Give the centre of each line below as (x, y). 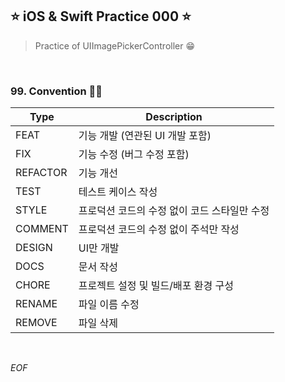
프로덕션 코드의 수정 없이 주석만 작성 (159, 230)
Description (174, 117)
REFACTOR (41, 173)
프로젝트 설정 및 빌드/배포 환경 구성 (156, 286)
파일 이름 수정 (109, 305)
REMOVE (36, 323)
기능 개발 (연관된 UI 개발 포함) (145, 136)
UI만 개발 (99, 248)
